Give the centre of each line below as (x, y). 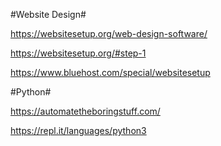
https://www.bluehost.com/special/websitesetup (110, 72)
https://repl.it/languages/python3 (78, 130)
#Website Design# (48, 14)
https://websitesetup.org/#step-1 (78, 53)
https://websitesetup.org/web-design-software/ (109, 33)
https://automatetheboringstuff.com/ (85, 111)
